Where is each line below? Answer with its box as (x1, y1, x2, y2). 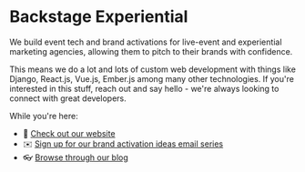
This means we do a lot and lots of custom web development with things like (9, 64, 296, 75)
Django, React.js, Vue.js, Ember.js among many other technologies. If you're (9, 73, 294, 84)
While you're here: (9, 110, 79, 121)
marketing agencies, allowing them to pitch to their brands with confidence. (9, 46, 293, 56)
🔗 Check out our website (22, 127, 116, 138)
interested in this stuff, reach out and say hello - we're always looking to (9, 83, 280, 94)
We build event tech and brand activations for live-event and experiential (9, 36, 282, 47)
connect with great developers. (9, 93, 127, 104)
